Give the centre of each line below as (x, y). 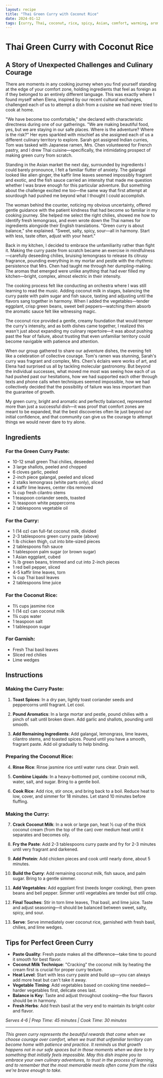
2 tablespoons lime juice (37, 583)
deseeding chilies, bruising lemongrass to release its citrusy (88, 256)
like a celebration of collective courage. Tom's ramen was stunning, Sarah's (81, 356)
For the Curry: (22, 520)
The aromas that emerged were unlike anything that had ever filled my (75, 271)
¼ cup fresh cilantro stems (39, 492)
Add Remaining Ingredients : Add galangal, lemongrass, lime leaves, (81, 734)
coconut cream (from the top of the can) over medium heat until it (78, 830)
